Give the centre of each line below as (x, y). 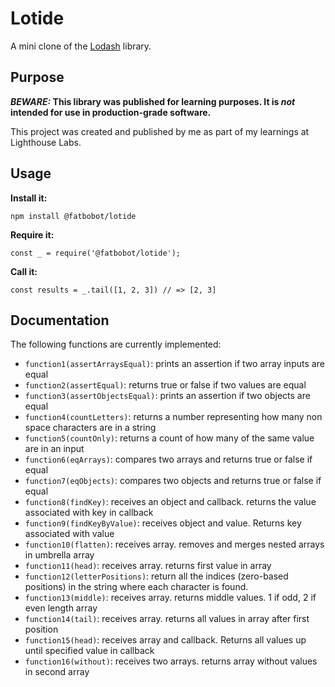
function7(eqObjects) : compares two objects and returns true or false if (173, 481)
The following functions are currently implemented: (116, 344)
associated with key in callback (89, 513)
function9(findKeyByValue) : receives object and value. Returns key (163, 523)
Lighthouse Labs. (46, 142)
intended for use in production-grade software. (111, 112)
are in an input (54, 449)
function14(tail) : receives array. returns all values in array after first (167, 619)
